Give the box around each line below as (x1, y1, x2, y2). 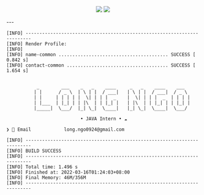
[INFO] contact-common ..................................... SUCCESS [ (6, 62, 196, 68)
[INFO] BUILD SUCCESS (6, 148, 62, 154)
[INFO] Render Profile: (6, 41, 67, 47)
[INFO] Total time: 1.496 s (6, 164, 78, 170)
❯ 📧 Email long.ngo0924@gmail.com (6, 127, 124, 133)
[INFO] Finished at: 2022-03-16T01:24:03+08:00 (6, 169, 130, 175)
